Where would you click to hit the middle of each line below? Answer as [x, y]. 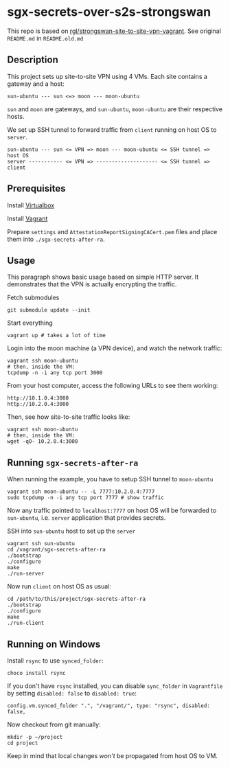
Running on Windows [54, 644]
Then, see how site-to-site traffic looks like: [69, 417]
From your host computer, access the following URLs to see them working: [113, 386]
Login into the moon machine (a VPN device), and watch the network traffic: [115, 348]
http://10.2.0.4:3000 [38, 404]
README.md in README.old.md [45, 38]
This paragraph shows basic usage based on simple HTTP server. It [103, 277]
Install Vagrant [27, 218]
